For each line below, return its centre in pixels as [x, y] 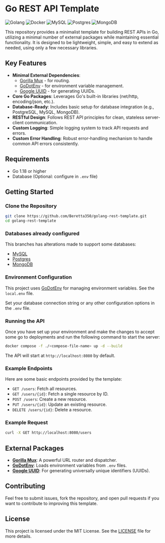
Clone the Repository [31, 206]
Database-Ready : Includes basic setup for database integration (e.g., [83, 106]
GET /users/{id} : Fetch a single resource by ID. [60, 394]
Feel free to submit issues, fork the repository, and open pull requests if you [82, 498]
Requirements [27, 159]
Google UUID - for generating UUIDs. [57, 91]
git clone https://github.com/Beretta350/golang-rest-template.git [76, 216]
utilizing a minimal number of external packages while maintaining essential [82, 37]
